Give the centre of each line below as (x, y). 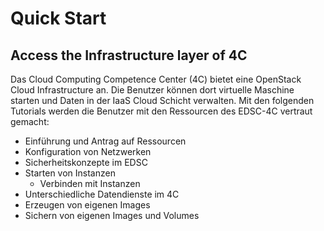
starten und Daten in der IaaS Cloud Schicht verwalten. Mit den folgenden (162, 100)
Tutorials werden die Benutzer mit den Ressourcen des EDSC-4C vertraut (161, 111)
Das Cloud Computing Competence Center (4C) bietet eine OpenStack (156, 79)
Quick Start (58, 18)
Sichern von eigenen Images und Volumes (112, 215)
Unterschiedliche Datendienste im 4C (102, 194)
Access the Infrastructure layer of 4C (129, 55)
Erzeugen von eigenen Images (87, 205)
